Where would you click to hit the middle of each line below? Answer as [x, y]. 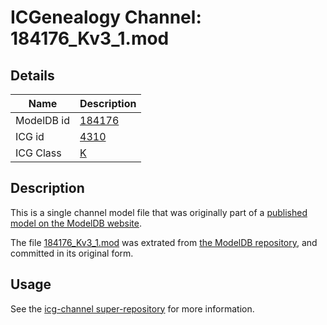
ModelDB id [43, 120]
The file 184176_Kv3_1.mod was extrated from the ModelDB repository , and [164, 242]
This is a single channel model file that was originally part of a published [159, 212]
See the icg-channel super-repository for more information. [132, 308]
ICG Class [38, 153]
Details [32, 75]
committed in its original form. [72, 253]
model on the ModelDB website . [76, 223]
